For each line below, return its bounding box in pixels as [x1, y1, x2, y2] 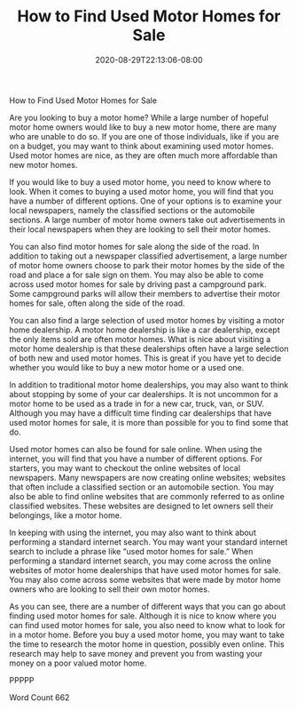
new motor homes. [9, 159, 78, 170]
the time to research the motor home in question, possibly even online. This [9, 638, 285, 650]
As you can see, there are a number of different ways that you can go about [9, 601, 286, 611]
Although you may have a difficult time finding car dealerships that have [9, 407, 272, 419]
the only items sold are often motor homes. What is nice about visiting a [9, 333, 271, 344]
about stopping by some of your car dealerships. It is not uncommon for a [9, 388, 278, 399]
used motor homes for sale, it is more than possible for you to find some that [9, 417, 289, 427]
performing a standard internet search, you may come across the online [9, 555, 272, 566]
